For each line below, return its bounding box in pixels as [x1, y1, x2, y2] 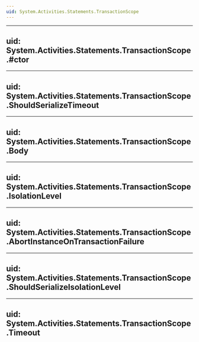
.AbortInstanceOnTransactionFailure [6, 236, 145, 247]
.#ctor [6, 55, 30, 65]
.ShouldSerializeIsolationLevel [6, 282, 121, 292]
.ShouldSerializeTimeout [6, 100, 99, 110]
